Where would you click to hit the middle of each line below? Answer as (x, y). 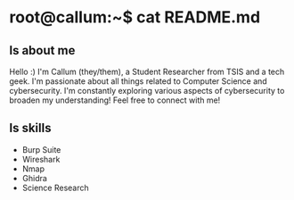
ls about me (42, 50)
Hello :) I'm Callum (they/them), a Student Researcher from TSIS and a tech (147, 71)
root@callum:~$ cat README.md (135, 17)
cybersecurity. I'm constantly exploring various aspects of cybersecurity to (147, 91)
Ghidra (34, 178)
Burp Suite (41, 149)
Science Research (55, 187)
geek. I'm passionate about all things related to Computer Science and (138, 81)
